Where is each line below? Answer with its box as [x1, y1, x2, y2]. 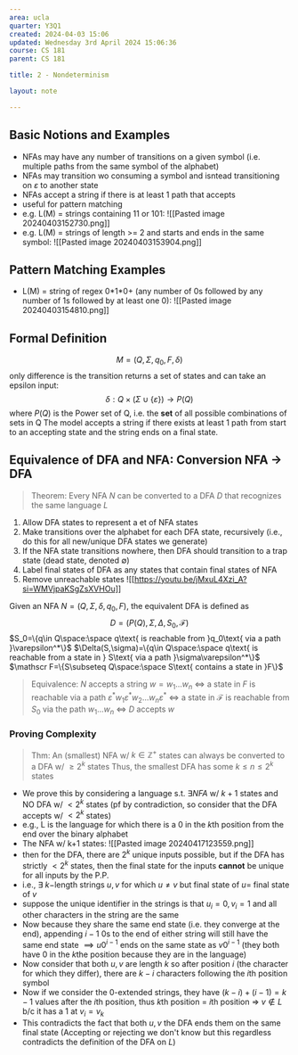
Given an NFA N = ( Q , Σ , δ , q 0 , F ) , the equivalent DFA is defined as [9, 600, 249, 614]
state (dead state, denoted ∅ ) [21, 555, 131, 565]
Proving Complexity [9, 728, 97, 740]
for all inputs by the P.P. [21, 870, 109, 880]
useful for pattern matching [21, 198, 123, 210]
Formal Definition [9, 331, 108, 346]
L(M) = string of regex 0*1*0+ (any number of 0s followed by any [21, 286, 263, 297]
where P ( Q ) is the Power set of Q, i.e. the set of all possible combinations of [9, 408, 287, 418]
